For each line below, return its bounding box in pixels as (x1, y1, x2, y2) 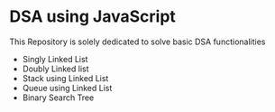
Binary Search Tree (22, 92, 95, 103)
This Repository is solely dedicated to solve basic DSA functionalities (9, 36, 266, 47)
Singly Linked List (22, 53, 88, 64)
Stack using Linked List (22, 72, 109, 83)
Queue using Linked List (22, 82, 113, 93)
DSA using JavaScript (9, 6, 176, 27)
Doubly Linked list (22, 63, 89, 74)
